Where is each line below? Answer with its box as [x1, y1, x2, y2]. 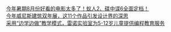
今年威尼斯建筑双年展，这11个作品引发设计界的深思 [6, 12, 129, 19]
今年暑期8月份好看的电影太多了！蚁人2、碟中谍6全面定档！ [6, 5, 149, 12]
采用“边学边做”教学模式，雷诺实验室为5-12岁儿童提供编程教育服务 [6, 20, 165, 26]
